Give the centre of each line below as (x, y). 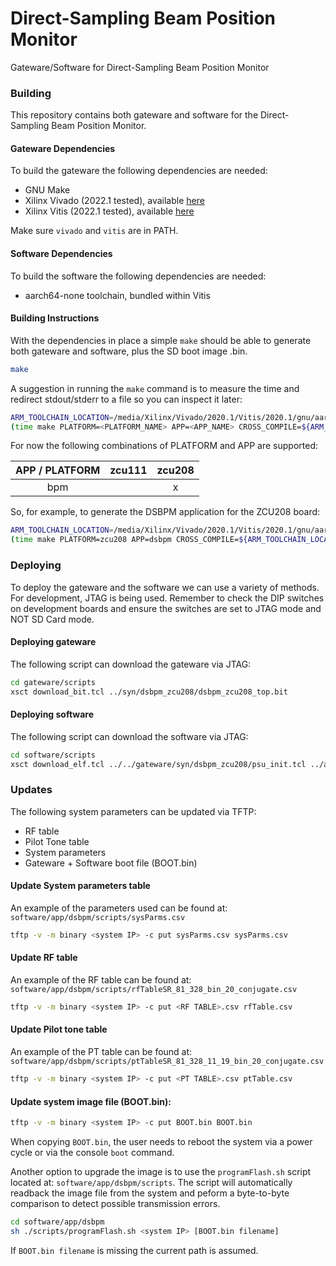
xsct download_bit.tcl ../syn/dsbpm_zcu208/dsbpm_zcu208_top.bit (149, 692)
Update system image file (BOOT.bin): (91, 1101)
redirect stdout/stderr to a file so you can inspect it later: (126, 399)
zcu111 (128, 470)
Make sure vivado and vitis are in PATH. (94, 231)
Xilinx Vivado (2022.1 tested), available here (114, 201)
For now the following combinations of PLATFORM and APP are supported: (164, 446)
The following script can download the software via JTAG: (129, 736)
